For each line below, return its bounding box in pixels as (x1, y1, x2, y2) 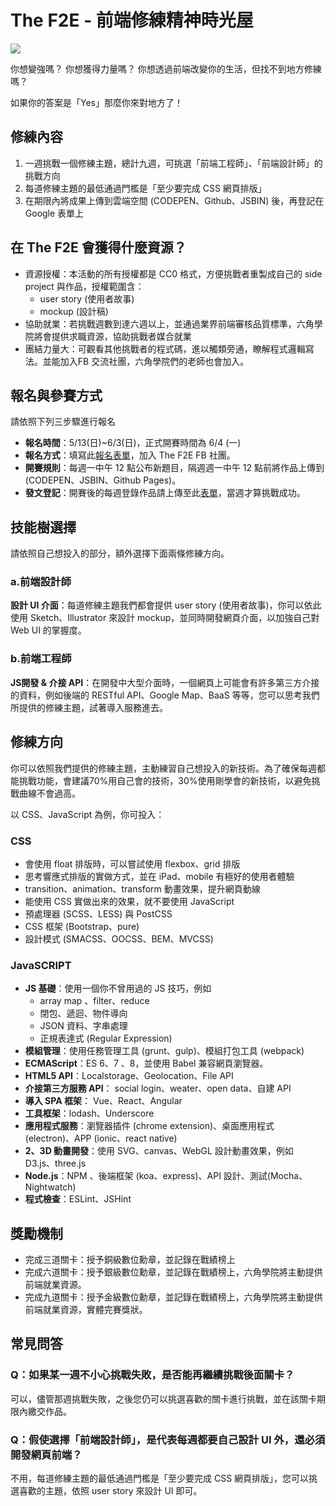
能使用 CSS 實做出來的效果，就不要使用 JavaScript (24, 895, 235, 907)
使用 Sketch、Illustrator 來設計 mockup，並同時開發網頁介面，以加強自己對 (10, 612, 320, 624)
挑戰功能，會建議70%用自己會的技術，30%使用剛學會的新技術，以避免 (18, 774, 312, 786)
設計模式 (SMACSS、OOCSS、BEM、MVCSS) (24, 932, 214, 945)
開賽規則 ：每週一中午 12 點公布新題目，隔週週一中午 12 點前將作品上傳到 (24, 462, 325, 474)
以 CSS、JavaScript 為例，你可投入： (10, 808, 165, 820)
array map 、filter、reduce (39, 995, 150, 1007)
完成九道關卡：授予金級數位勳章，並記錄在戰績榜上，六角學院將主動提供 (24, 1291, 323, 1303)
